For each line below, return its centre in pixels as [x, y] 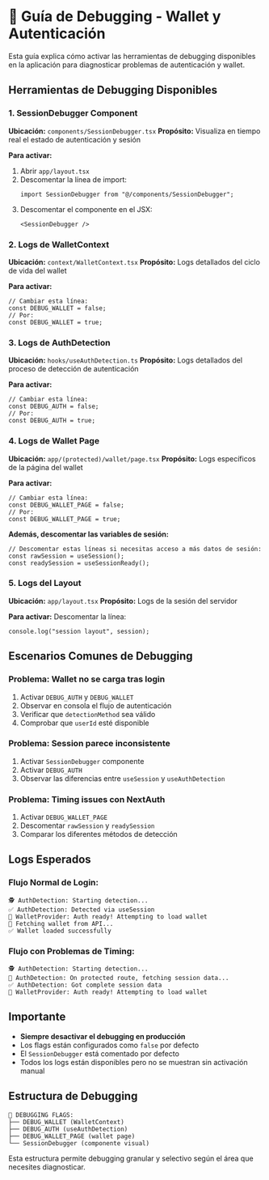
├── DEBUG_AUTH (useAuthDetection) [68, 1129]
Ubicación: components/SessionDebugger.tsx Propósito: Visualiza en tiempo [134, 131]
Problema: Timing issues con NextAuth [87, 799]
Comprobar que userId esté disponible [84, 723]
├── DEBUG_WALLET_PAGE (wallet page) [72, 1136]
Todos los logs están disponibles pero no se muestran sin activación [134, 1062]
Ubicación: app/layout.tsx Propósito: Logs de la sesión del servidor [123, 601]
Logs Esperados [50, 860]
